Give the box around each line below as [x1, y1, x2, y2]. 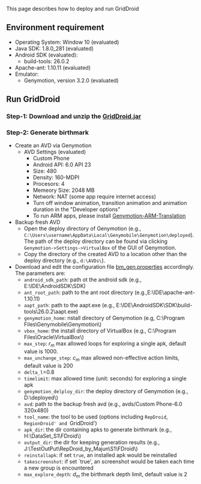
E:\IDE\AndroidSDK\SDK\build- [116, 302, 193, 309]
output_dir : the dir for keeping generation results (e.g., [23, 439, 160, 446]
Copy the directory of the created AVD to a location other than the [23, 251, 187, 258]
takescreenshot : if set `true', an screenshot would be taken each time [23, 458, 195, 465]
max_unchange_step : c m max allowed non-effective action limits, [23, 354, 180, 363]
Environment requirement [6, 22, 104, 32]
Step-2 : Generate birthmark [6, 129, 89, 137]
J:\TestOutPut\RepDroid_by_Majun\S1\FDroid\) [23, 445, 138, 453]
